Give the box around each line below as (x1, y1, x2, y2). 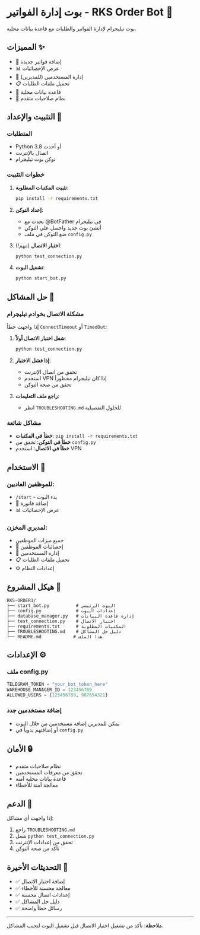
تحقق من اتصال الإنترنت (24, 368, 77, 376)
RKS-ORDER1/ (7, 597, 36, 604)
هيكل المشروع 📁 (7, 581, 62, 592)
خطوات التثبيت (7, 170, 45, 179)
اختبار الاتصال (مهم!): (15, 241, 62, 249)
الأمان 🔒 (7, 744, 33, 754)
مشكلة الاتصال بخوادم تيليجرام (7, 310, 84, 318)
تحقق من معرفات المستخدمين (15, 769, 82, 776)
